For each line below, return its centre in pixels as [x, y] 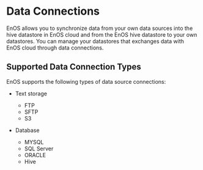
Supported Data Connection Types [74, 67]
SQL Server [39, 149]
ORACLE [35, 155]
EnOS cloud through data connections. [55, 48]
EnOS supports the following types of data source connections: [86, 81]
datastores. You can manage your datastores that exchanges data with [95, 41]
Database [27, 130]
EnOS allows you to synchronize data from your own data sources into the [100, 28]
